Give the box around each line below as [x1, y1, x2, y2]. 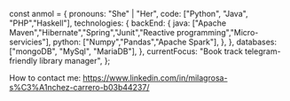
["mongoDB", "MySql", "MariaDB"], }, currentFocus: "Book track [9, 46, 244, 57]
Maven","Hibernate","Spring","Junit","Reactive [9, 27, 176, 37]
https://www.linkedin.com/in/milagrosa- [82, 73, 228, 83]
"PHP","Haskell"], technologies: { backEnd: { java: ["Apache [9, 18, 227, 28]
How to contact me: [9, 73, 82, 83]
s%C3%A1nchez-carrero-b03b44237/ [9, 82, 150, 92]
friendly [9, 56, 38, 66]
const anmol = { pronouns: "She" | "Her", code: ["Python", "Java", [9, 9, 248, 19]
